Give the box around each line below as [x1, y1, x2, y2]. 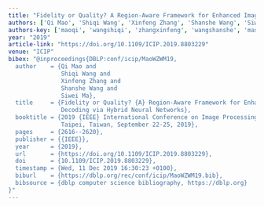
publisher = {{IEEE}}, [15, 135, 90, 143]
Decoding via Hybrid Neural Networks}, [60, 107, 192, 114]
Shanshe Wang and [60, 84, 118, 92]
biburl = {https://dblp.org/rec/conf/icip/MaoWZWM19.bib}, [15, 172, 223, 180]
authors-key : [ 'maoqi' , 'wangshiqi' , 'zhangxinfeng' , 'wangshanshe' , [8, 26, 241, 34]
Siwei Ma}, [60, 92, 97, 99]
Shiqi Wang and [60, 70, 111, 78]
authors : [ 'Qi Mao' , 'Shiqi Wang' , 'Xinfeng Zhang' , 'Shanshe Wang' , [8, 19, 241, 27]
